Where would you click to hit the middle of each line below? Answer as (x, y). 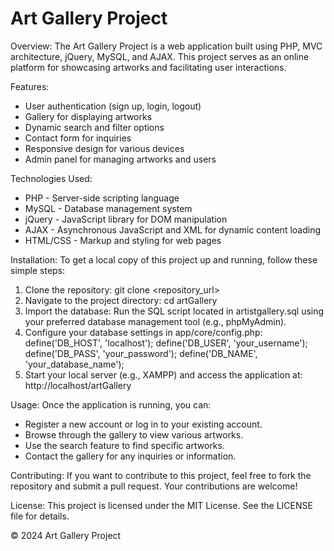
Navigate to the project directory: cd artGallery (121, 300)
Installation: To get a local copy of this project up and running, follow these (164, 259)
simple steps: (38, 270)
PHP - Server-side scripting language (102, 198)
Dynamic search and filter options (94, 127)
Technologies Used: (51, 178)
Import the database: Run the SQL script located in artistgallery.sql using (174, 311)
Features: (30, 86)
